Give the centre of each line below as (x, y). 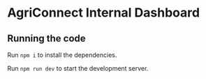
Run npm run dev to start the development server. (78, 68)
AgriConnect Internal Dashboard (104, 13)
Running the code (46, 38)
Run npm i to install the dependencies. (62, 55)
